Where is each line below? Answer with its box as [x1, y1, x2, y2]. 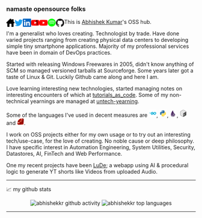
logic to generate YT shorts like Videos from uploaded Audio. [6, 168, 158, 175]
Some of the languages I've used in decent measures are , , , [6, 111, 179, 119]
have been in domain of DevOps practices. [6, 49, 112, 56]
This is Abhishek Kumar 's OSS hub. [64, 19, 152, 26]
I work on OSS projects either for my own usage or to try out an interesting [6, 131, 191, 138]
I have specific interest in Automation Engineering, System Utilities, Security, [6, 144, 195, 151]
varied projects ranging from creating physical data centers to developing [6, 37, 189, 44]
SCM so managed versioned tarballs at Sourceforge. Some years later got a [6, 67, 194, 74]
